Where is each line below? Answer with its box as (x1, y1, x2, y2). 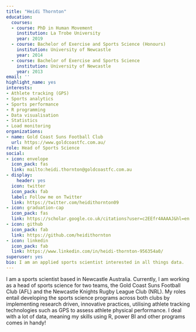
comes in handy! (6, 319, 46, 326)
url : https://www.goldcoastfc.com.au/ (11, 139, 106, 145)
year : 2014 (16, 52, 43, 58)
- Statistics (6, 118, 38, 124)
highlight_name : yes (6, 80, 57, 86)
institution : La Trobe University (16, 31, 101, 36)
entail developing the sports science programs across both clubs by (6, 294, 170, 301)
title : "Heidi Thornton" (6, 8, 67, 15)
